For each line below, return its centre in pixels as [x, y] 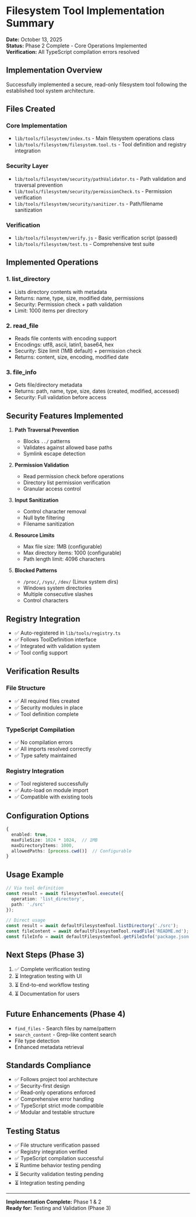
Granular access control [52, 489]
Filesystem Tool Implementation [85, 11]
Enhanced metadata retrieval [49, 1047]
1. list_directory [28, 279]
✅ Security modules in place [49, 707]
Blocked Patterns [36, 570]
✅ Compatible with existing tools [54, 797]
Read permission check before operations [73, 476]
